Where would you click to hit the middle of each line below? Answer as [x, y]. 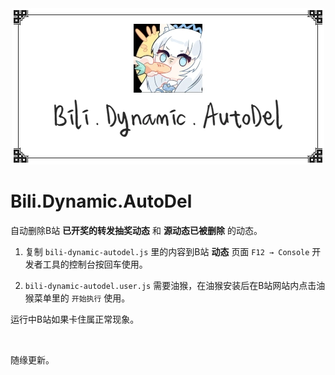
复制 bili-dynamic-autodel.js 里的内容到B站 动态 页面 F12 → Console [167, 251]
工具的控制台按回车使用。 [95, 264]
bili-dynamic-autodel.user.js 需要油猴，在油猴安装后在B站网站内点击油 [175, 285]
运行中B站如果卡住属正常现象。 [75, 319]
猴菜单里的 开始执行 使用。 [77, 298]
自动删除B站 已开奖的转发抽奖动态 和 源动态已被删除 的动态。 [136, 230]
